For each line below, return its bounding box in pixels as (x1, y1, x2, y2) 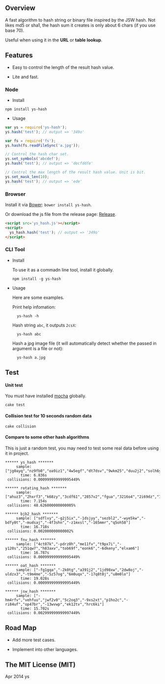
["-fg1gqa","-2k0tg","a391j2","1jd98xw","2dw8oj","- (33, 567, 144, 572)
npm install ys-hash (5, 107, 48, 112)
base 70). (5, 27, 25, 33)
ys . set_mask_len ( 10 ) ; (5, 174, 50, 179)
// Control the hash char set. (5, 152, 69, 157)
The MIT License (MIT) (5, 660, 76, 669)
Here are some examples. (12, 295, 64, 300)
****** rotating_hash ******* (5, 485, 67, 491)
